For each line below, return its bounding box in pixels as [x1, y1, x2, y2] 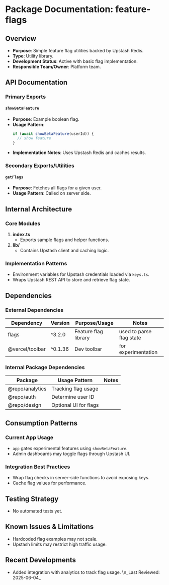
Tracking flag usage [51, 385, 99, 392]
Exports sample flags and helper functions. [20, 237, 110, 243]
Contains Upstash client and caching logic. [20, 247, 109, 253]
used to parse [119, 328, 152, 335]
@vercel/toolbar [8, 345, 46, 352]
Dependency [11, 319, 43, 326]
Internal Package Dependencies [5, 363, 85, 371]
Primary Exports [5, 93, 46, 100]
